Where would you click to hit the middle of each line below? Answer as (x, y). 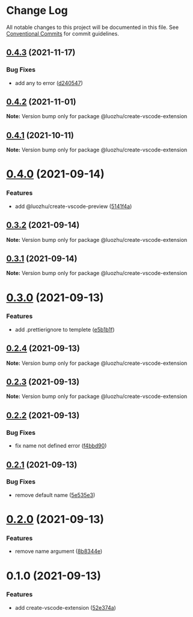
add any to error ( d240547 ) (49, 83)
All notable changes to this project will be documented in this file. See (93, 27)
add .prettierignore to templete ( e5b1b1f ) (65, 329)
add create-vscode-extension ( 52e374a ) (65, 607)
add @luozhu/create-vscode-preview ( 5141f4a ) (73, 206)
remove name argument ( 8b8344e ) (59, 551)
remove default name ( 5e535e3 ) (55, 495)
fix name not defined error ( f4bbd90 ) (61, 446)
